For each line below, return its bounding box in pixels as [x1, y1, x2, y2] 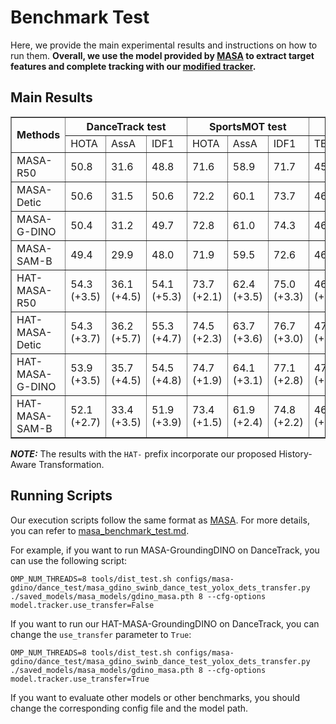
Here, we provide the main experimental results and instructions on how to [10, 39, 318, 51]
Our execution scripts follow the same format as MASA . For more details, [10, 514, 310, 526]
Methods [16, 128, 61, 142]
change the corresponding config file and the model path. [10, 702, 249, 714]
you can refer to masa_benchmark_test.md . [10, 524, 190, 536]
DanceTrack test [86, 119, 167, 133]
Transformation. [38, 458, 105, 470]
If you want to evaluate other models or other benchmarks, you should [10, 691, 300, 703]
